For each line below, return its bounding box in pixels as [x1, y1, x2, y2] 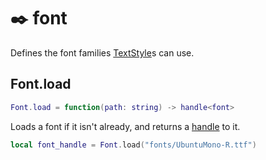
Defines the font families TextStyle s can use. [10, 46, 195, 59]
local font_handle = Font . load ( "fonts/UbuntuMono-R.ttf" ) [10, 140, 257, 150]
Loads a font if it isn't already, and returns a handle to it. [10, 120, 241, 132]
